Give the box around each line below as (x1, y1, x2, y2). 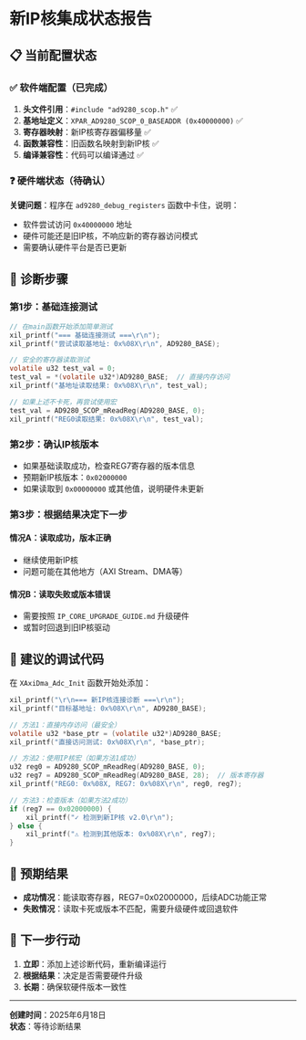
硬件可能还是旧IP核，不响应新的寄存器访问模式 (22, 230, 199, 242)
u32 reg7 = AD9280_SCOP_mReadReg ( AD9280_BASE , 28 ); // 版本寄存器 (9, 771, 264, 781)
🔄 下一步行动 (9, 932, 80, 948)
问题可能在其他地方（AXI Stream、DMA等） (22, 566, 189, 577)
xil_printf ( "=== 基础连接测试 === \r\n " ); (9, 331, 161, 340)
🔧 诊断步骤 (9, 271, 68, 287)
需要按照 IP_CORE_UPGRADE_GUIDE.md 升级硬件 (22, 611, 189, 622)
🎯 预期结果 (9, 866, 68, 881)
